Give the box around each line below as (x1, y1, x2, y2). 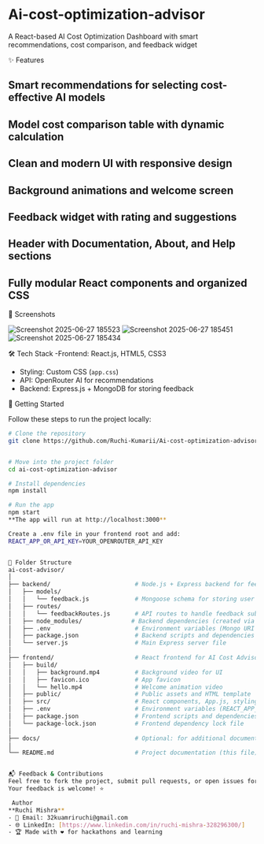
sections (8, 250, 52, 263)
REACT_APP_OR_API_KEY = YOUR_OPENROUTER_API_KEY (8, 537, 163, 545)
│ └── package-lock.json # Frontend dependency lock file (8, 719, 244, 727)
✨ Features (8, 55, 45, 65)
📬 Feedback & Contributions (8, 770, 104, 778)
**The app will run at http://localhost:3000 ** (8, 516, 167, 524)
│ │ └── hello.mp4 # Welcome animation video (8, 683, 223, 691)
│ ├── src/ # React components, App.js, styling (8, 697, 258, 706)
